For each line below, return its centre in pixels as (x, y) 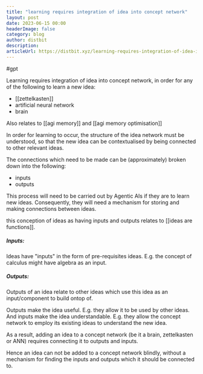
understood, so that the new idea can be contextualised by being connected (101, 141)
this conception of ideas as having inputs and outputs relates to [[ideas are (99, 220)
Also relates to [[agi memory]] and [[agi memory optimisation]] (84, 123)
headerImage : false (31, 29)
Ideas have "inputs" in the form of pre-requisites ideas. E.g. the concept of (99, 256)
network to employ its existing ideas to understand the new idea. (87, 322)
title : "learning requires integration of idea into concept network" (97, 12)
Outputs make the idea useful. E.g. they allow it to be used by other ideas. (98, 310)
